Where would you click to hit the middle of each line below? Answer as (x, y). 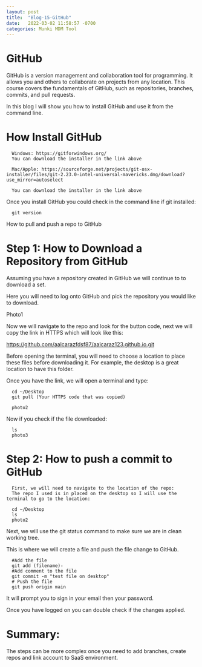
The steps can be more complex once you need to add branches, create (96, 651)
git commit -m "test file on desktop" (61, 576)
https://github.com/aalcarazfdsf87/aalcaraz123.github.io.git (80, 344)
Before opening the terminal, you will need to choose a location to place (96, 356)
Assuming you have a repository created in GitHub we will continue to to (96, 278)
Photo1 (15, 315)
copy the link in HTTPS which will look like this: (65, 333)
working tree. (23, 537)
